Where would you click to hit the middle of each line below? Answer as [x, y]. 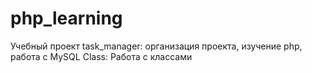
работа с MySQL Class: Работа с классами [101, 56]
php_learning [66, 18]
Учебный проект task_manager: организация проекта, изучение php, [156, 46]
